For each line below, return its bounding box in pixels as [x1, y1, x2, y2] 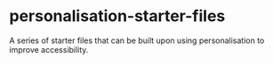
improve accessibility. [9, 44, 89, 54]
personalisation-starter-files [9, 6, 226, 26]
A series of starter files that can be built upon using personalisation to [9, 35, 265, 46]
